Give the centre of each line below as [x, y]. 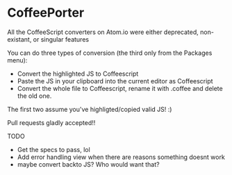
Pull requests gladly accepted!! [51, 122]
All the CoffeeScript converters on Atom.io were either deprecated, [103, 32]
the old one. [34, 96]
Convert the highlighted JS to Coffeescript [78, 74]
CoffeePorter [46, 13]
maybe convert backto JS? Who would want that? [88, 164]
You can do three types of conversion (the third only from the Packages [110, 53]
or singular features [61, 39]
